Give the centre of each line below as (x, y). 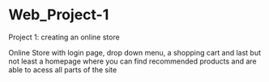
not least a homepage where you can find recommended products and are (132, 61)
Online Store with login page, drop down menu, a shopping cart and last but (135, 52)
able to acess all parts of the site (63, 69)
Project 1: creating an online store (64, 37)
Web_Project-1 (59, 15)
